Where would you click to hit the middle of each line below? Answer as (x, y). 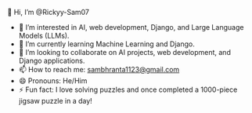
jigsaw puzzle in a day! (56, 101)
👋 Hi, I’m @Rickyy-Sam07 (49, 12)
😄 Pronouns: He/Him (53, 81)
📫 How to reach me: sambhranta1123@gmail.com (99, 69)
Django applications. (52, 60)
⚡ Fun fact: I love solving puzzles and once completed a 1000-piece (128, 89)
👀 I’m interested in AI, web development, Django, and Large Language (131, 27)
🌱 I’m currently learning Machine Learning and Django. (106, 44)
